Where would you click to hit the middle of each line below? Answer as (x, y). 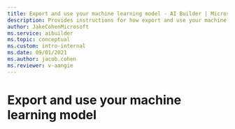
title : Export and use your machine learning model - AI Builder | (108, 14)
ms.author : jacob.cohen (42, 59)
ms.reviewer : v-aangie (40, 66)
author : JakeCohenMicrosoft (48, 26)
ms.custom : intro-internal (47, 46)
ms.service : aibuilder (40, 33)
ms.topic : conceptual (39, 40)
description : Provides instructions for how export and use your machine (117, 20)
